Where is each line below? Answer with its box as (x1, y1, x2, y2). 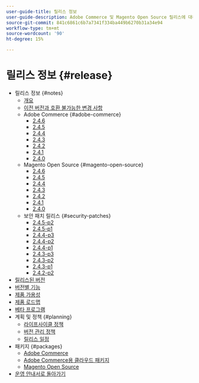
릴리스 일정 (23, 335, 49, 342)
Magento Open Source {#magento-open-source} (23, 161, 144, 168)
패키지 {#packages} (14, 343, 63, 350)
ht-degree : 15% (6, 36, 44, 42)
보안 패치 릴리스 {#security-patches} (23, 212, 111, 219)
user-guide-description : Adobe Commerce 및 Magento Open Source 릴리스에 (6, 14, 186, 20)
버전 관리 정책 (23, 328, 56, 335)
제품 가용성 (14, 291, 41, 298)
